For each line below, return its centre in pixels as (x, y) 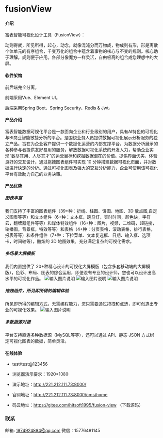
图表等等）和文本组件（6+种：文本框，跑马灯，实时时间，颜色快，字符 (80, 217)
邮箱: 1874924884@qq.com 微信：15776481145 (53, 430)
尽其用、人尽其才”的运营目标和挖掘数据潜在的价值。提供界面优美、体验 (86, 156)
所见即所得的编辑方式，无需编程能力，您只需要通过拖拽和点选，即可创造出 (79, 304)
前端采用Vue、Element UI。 (33, 97)
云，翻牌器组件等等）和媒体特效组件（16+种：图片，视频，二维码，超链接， (81, 223)
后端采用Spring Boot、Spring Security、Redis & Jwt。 (59, 108)
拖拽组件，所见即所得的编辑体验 (37, 291)
